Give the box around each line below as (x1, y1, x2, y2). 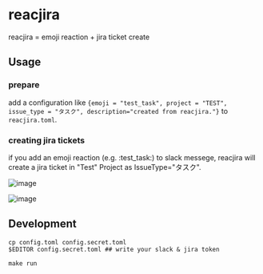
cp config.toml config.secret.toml (8, 238, 127, 246)
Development (8, 217, 78, 231)
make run (8, 259, 38, 268)
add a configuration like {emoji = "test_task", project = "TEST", (8, 98, 228, 107)
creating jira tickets (8, 135, 86, 146)
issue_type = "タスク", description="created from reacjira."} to (8, 106, 229, 115)
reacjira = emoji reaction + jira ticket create (8, 32, 150, 42)
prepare (8, 79, 40, 91)
